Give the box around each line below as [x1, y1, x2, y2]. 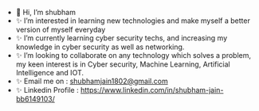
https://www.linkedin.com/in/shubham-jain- [80, 86, 224, 94]
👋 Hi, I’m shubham [15, 8, 76, 17]
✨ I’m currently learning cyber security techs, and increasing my [15, 33, 228, 43]
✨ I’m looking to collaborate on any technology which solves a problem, [15, 51, 252, 59]
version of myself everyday [15, 25, 106, 34]
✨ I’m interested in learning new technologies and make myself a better [15, 16, 251, 25]
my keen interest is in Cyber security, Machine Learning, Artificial [15, 59, 230, 69]
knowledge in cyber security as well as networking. [15, 42, 185, 52]
